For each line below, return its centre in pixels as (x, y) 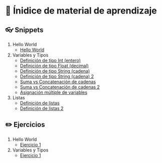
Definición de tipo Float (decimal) (54, 66)
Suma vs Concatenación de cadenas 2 (60, 87)
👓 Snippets (24, 30)
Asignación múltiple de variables (54, 92)
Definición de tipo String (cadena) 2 (57, 76)
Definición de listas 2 (42, 108)
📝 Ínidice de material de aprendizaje (81, 11)
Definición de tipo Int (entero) (50, 60)
